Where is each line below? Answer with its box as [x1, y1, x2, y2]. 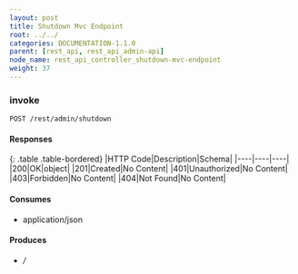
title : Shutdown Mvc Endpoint [9, 22, 124, 31]
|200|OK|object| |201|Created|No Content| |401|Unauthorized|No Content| [9, 163, 288, 174]
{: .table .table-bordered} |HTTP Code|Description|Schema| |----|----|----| [9, 153, 290, 164]
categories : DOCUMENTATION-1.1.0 [9, 38, 136, 48]
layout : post [9, 13, 59, 23]
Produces [9, 235, 47, 246]
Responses [9, 133, 53, 144]
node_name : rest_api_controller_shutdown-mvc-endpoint [9, 55, 222, 64]
